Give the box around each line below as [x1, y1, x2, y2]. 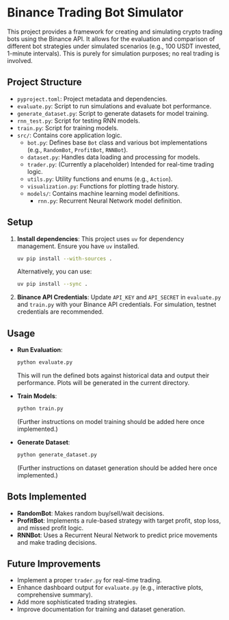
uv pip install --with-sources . [16, 255, 113, 262]
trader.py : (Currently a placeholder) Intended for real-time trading [27, 160, 214, 169]
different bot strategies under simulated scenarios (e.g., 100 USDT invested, [7, 42, 221, 50]
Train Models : [16, 392, 57, 400]
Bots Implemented [7, 491, 87, 503]
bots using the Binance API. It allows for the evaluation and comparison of [7, 34, 215, 42]
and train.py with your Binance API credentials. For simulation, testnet [16, 300, 217, 309]
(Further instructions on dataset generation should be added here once [16, 464, 217, 472]
